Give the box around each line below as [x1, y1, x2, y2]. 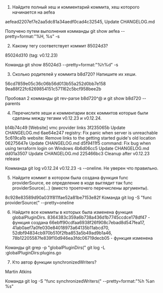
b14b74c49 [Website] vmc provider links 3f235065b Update [5, 125, 126, 130]
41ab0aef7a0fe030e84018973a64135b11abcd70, [12, 225, 109, 230]
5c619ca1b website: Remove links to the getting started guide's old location [5, 135, 156, 141]
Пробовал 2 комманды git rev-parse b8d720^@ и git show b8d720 [5, 95, 141, 101]
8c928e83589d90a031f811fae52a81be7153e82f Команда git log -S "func [5, 195, 152, 200]
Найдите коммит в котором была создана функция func [12, 175, 128, 180]
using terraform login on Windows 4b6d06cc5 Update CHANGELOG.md [5, 146, 149, 151]
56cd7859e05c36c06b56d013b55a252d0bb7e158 [5, 81, 106, 86]
